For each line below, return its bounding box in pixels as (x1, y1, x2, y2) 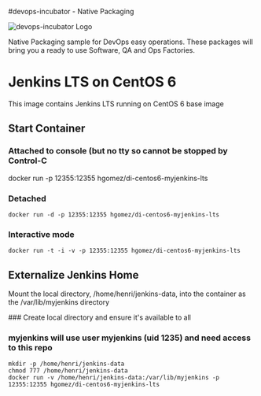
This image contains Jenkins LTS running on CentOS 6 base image (8, 98, 224, 109)
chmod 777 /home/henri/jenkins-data (8, 367, 128, 375)
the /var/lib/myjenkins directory (8, 298, 110, 307)
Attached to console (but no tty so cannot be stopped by (8, 146, 228, 157)
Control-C (8, 155, 47, 166)
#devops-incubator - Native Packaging (8, 7, 134, 16)
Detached (8, 193, 46, 204)
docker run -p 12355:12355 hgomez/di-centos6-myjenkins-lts (8, 173, 208, 183)
